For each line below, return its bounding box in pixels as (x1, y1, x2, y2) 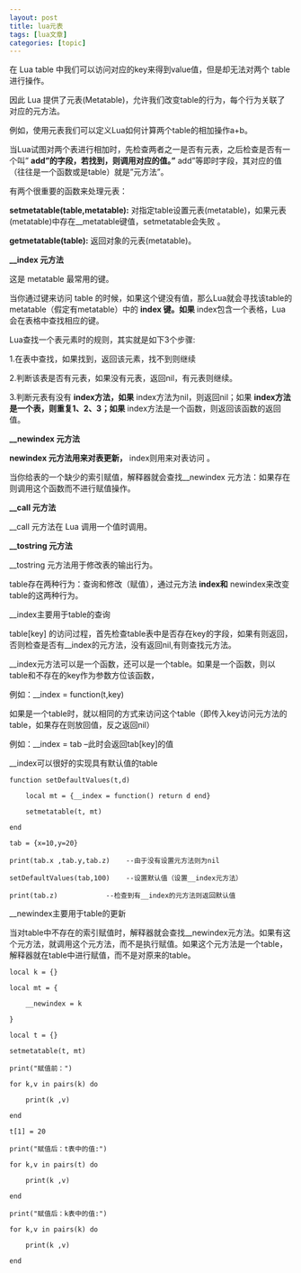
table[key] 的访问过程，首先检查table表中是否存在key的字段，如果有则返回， (9, 628, 293, 640)
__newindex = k (25, 999, 83, 1009)
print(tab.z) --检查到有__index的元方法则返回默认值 (9, 891, 236, 901)
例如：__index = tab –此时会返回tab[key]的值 (9, 739, 174, 750)
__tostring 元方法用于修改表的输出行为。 (9, 559, 158, 570)
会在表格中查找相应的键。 (9, 315, 104, 326)
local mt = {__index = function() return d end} (25, 792, 211, 801)
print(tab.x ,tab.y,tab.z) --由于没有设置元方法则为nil (9, 857, 220, 866)
